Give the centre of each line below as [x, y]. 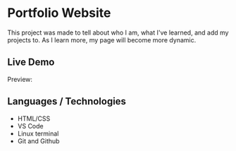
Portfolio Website [59, 13]
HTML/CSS [34, 119]
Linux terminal [38, 133]
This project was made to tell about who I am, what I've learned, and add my [118, 32]
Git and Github [38, 141]
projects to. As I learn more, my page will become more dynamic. [102, 40]
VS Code [30, 126]
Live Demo [31, 62]
